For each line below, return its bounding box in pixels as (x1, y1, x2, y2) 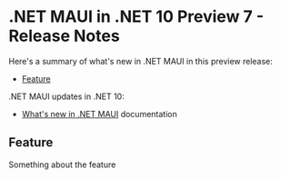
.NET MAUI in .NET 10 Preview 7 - (8, 6, 265, 27)
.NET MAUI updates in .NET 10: (8, 91, 125, 102)
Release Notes (8, 25, 120, 46)
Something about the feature (8, 159, 116, 170)
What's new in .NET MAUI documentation (21, 108, 178, 119)
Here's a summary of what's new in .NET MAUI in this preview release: (8, 55, 274, 66)
